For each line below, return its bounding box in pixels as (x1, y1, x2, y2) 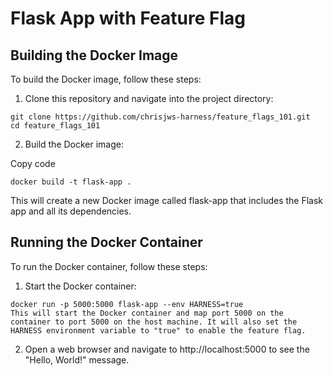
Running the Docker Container (10, 234, 203, 251)
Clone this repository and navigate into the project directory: (24, 93, 274, 104)
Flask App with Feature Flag (10, 7, 246, 30)
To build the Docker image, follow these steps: (10, 73, 202, 85)
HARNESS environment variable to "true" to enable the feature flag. (10, 325, 307, 336)
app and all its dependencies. (10, 205, 132, 217)
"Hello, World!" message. (24, 353, 130, 366)
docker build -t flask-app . (10, 177, 132, 187)
